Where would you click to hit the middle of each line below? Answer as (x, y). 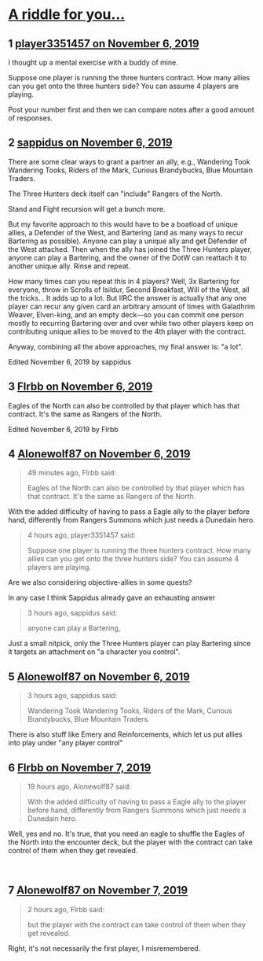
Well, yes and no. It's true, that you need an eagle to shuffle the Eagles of (126, 834)
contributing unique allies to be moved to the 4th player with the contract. (127, 331)
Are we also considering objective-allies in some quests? (100, 582)
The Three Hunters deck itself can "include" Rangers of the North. (115, 194)
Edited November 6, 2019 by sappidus (70, 362)
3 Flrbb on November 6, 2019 (80, 387)
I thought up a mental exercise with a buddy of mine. (93, 62)
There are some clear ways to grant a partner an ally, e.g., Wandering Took (129, 161)
